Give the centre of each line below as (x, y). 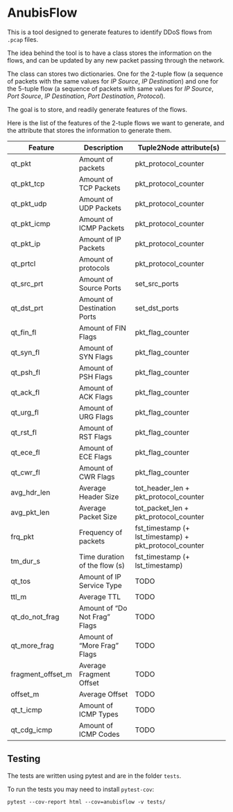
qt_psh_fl (25, 372)
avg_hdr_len (31, 492)
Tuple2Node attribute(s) (179, 148)
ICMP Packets (102, 228)
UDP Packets (100, 208)
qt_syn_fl (25, 352)
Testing (24, 759)
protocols (94, 268)
